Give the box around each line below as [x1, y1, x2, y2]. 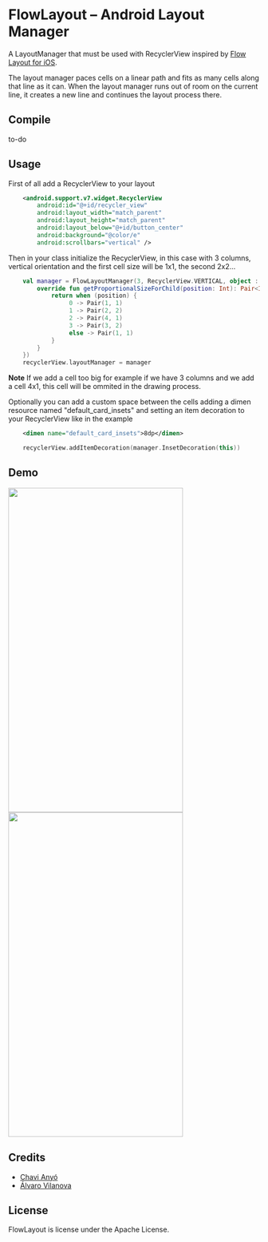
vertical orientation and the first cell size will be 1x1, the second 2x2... [8, 261, 236, 271]
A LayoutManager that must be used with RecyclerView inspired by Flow [8, 49, 246, 58]
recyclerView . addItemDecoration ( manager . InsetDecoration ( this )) [22, 444, 241, 452]
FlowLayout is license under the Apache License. [8, 1224, 170, 1235]
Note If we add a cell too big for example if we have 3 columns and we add [8, 373, 254, 383]
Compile [8, 113, 51, 127]
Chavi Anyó [19, 1172, 58, 1181]
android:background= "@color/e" [37, 231, 141, 239]
